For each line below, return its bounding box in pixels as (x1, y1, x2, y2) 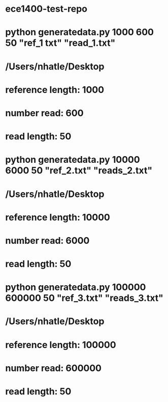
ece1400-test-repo (5, 3, 88, 15)
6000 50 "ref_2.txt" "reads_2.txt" (5, 165, 153, 177)
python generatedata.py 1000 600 (5, 27, 154, 38)
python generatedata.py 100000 (5, 282, 146, 293)
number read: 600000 (5, 362, 102, 374)
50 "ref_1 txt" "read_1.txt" (5, 37, 116, 49)
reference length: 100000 (5, 339, 116, 350)
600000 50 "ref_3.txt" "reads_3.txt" (5, 292, 164, 304)
